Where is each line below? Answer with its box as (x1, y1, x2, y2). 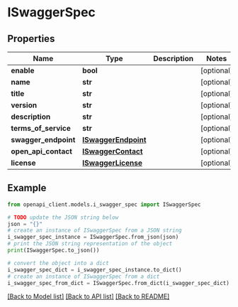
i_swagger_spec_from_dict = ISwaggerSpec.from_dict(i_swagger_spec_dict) (7, 279, 230, 286)
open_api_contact (11, 146, 73, 156)
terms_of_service (11, 124, 71, 133)
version (11, 100, 38, 110)
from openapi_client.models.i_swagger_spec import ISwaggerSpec (7, 200, 201, 208)
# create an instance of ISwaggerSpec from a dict (7, 273, 160, 280)
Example (7, 182, 47, 194)
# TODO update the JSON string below (7, 214, 119, 221)
